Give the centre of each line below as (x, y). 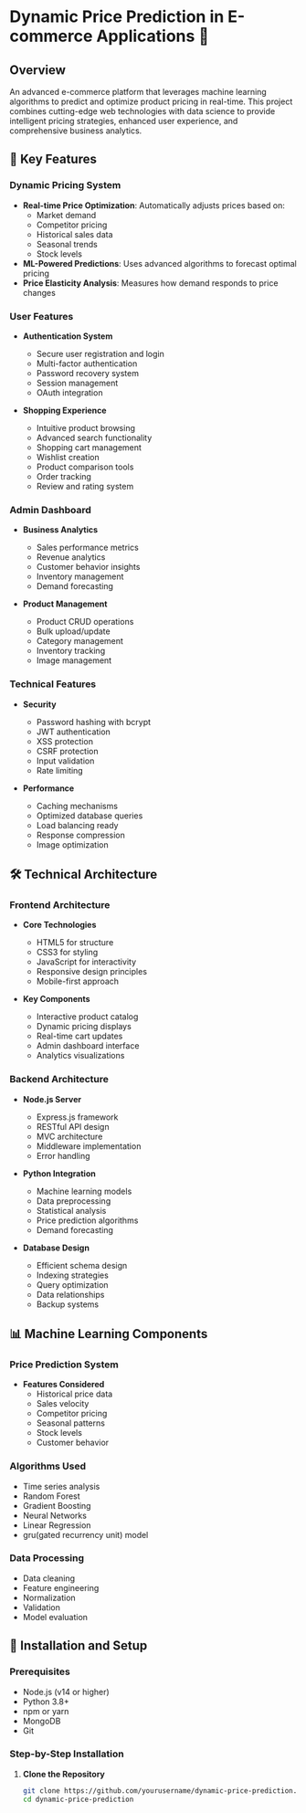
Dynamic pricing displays (84, 1027)
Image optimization (72, 844)
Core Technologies (59, 925)
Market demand (66, 215)
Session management (77, 383)
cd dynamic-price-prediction (78, 1799)
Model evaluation (55, 1617)
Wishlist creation (68, 457)
